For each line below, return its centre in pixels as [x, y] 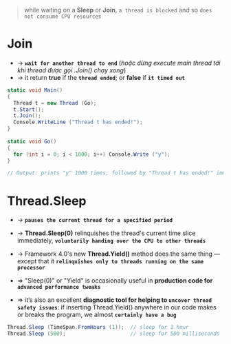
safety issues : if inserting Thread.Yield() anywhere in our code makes [117, 307]
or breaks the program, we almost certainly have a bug [97, 315]
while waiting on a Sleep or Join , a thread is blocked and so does [118, 10]
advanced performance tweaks [59, 287]
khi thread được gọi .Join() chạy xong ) [71, 70]
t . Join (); [27, 116]
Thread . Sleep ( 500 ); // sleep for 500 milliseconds [113, 334]
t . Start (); [29, 110]
